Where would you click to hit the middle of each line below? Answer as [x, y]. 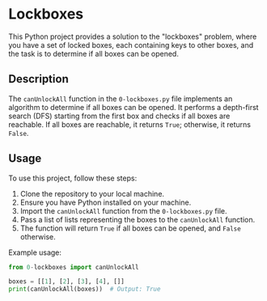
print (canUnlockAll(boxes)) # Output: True [85, 289]
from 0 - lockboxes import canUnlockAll [74, 267]
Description [38, 79]
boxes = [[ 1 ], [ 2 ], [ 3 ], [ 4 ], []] [67, 282]
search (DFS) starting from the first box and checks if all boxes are [119, 116]
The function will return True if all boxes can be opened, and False [130, 228]
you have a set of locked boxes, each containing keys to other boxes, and [131, 45]
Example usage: [35, 252]
